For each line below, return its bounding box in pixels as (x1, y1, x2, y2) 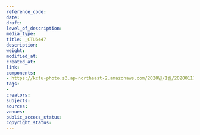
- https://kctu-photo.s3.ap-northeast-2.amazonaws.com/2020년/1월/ (6, 75, 174, 81)
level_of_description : (6, 25, 62, 32)
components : (6, 70, 36, 76)
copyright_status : (6, 120, 52, 126)
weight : (6, 48, 26, 54)
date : (6, 14, 20, 20)
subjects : (6, 97, 31, 103)
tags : (6, 81, 20, 87)
